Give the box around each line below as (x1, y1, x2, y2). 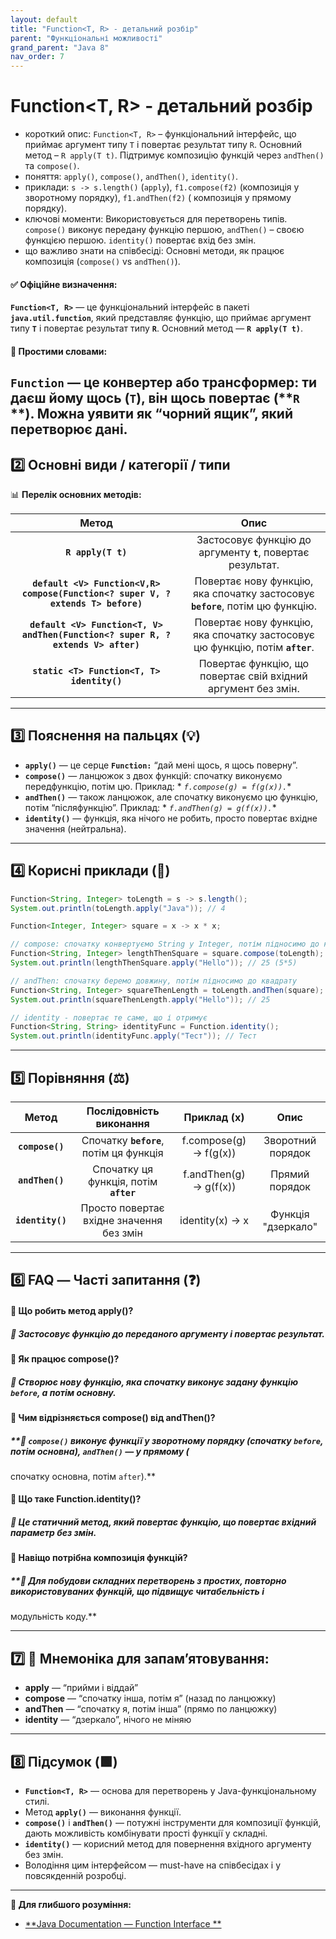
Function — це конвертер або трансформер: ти (10, 374, 318, 391)
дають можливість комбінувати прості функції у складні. (24, 1827, 268, 1840)
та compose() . (24, 160, 80, 172)
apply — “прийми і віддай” (24, 1682, 139, 1694)
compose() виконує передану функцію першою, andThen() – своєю (24, 224, 305, 236)
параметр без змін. (10, 1527, 97, 1539)
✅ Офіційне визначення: (10, 278, 118, 290)
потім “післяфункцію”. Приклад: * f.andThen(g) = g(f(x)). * (24, 801, 277, 813)
